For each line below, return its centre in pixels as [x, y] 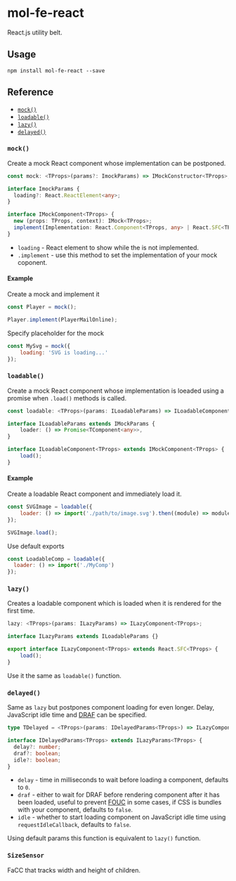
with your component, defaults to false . [75, 810]
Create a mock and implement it [53, 294]
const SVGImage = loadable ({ [50, 507]
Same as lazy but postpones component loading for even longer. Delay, [111, 707]
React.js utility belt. [35, 32]
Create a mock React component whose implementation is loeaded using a [116, 391]
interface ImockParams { [44, 189]
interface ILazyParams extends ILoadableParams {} [83, 637]
